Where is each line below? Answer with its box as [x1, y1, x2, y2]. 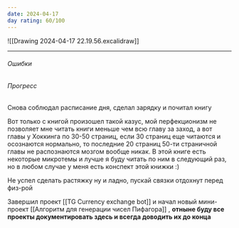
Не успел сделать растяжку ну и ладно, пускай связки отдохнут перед [7, 176, 223, 185]
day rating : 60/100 [7, 17, 65, 24]
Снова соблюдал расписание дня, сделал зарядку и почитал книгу [7, 104, 212, 112]
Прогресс [7, 81, 38, 89]
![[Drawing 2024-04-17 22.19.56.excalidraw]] [7, 36, 139, 45]
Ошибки [7, 60, 32, 68]
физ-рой [7, 184, 33, 192]
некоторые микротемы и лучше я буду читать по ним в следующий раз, [7, 155, 227, 163]
